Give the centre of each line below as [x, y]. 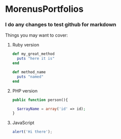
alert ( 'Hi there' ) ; [32, 132]
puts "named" [30, 77]
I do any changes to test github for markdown [61, 25]
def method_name [29, 72]
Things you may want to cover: [37, 35]
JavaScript [23, 123]
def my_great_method [33, 54]
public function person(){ [40, 100]
